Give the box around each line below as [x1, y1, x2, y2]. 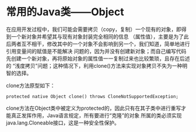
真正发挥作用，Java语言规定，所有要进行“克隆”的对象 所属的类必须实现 [10, 112, 182, 119]
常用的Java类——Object [6, 5, 124, 19]
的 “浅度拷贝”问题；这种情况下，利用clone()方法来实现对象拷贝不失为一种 [6, 62, 183, 69]
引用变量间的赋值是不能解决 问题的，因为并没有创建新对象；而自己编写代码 [6, 47, 187, 54]
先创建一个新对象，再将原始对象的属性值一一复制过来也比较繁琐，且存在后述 [6, 55, 190, 62]
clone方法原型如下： [6, 82, 55, 89]
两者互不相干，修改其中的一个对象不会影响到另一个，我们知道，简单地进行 [10, 40, 190, 47]
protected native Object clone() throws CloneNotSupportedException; [6, 93, 179, 99]
